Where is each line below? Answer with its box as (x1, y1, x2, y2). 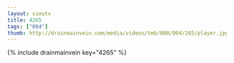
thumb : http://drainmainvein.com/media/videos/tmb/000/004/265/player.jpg (7, 29, 229, 37)
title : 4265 (7, 17, 42, 24)
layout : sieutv (7, 10, 52, 17)
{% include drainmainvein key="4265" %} (7, 48, 127, 57)
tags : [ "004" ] (7, 23, 49, 30)
